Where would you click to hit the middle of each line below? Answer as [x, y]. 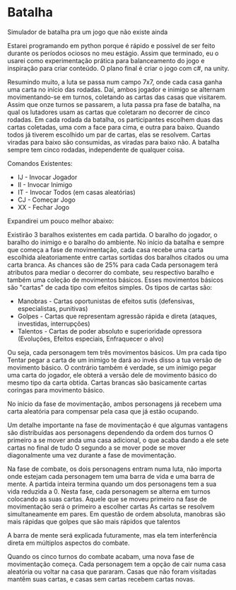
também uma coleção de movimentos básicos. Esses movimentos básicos [116, 280]
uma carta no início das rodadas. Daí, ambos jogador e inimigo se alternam [116, 89]
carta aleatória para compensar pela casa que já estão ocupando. [103, 411]
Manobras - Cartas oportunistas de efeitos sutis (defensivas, [106, 301]
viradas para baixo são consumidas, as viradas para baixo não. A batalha [114, 142]
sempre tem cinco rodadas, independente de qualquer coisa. [96, 149]
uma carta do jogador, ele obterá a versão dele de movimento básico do [112, 375]
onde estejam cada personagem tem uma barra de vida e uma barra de [111, 476]
